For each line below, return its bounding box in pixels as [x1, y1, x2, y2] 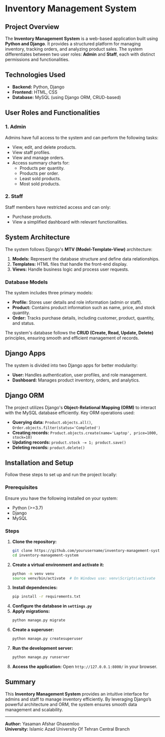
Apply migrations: [12, 609, 50, 614]
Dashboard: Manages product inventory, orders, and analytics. [12, 377, 140, 383]
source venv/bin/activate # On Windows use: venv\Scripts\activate [12, 576, 156, 581]
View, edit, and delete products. [12, 144, 77, 150]
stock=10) [12, 435, 33, 440]
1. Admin [5, 124, 26, 130]
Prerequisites [5, 484, 38, 491]
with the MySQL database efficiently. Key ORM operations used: [5, 410, 135, 416]
